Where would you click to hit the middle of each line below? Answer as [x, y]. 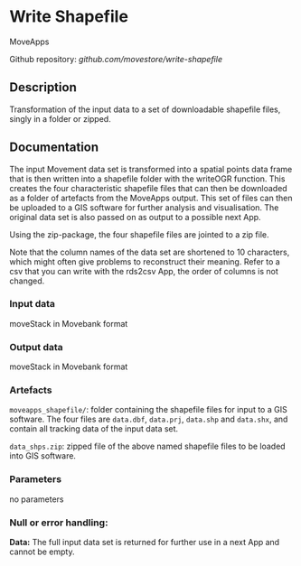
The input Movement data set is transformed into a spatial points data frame [151, 169]
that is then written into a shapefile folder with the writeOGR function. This [147, 179]
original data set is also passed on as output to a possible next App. [135, 217]
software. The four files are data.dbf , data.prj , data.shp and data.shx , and [149, 419]
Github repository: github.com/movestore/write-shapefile [116, 59]
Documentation [54, 148]
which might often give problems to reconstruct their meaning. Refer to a [145, 261]
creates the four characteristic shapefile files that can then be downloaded [148, 188]
